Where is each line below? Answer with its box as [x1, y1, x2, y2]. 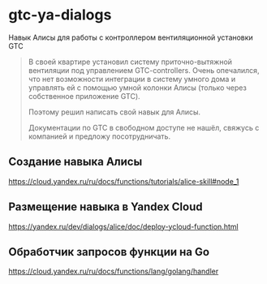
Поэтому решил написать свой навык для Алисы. [28, 107, 201, 117]
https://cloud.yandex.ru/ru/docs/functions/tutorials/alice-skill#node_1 [8, 176, 239, 186]
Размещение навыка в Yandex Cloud [8, 200, 203, 214]
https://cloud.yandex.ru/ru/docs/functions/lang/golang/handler [8, 266, 219, 277]
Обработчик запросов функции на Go [8, 245, 209, 259]
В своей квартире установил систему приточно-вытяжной [28, 57, 233, 67]
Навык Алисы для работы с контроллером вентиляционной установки [8, 32, 253, 42]
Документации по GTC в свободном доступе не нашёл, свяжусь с [28, 123, 260, 132]
